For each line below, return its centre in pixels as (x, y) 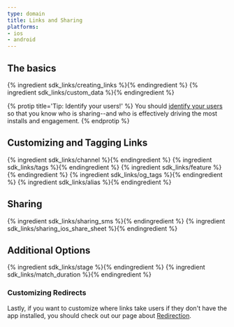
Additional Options (49, 250)
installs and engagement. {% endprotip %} (69, 120)
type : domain (26, 14)
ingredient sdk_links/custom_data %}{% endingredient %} (91, 92)
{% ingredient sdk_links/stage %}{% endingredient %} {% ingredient (106, 267)
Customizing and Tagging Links (78, 143)
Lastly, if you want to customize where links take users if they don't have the (117, 308)
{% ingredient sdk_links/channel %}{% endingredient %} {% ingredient (110, 160)
